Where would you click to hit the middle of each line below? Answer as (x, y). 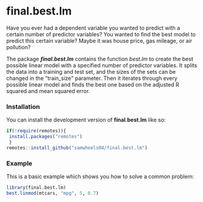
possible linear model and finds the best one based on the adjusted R (93, 84)
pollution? (18, 47)
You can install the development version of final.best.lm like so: (86, 120)
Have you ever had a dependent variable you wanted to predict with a (93, 28)
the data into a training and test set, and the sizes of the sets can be (91, 71)
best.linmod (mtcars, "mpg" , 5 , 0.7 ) (52, 193)
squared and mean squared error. (48, 91)
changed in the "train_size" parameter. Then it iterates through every (92, 78)
